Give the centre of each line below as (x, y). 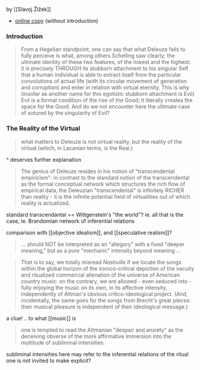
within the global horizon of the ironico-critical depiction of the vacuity (107, 268)
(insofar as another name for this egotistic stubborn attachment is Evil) (107, 94)
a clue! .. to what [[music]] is (41, 318)
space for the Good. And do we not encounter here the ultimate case (105, 107)
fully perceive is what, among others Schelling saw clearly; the (98, 56)
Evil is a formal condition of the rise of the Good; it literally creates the (107, 100)
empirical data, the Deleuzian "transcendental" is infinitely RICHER (102, 190)
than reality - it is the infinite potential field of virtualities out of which (105, 196)
